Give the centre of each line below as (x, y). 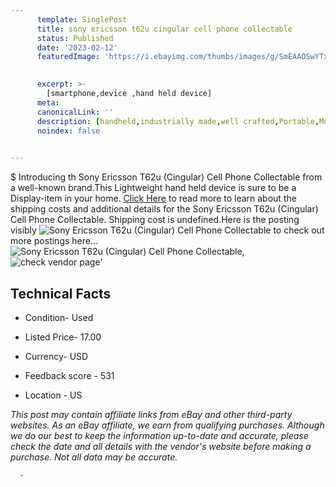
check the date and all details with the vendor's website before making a (161, 446)
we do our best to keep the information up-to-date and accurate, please (159, 435)
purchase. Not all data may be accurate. (94, 457)
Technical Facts (61, 293)
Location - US (53, 395)
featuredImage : (68, 57)
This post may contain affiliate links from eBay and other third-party (151, 414)
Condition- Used (59, 317)
